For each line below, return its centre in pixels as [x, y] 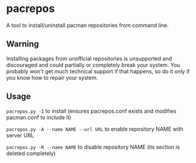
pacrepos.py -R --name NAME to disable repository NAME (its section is [93, 147]
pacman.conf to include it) [39, 117]
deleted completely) [31, 153]
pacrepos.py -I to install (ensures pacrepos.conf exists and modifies [91, 111]
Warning [23, 44]
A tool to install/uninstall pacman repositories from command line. [87, 25]
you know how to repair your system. [52, 77]
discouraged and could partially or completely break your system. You [93, 65]
